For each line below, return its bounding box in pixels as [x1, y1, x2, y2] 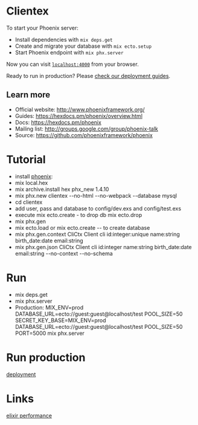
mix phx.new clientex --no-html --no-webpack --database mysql [14, 192, 177, 199]
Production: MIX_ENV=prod [14, 303, 84, 311]
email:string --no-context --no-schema [14, 250, 113, 257]
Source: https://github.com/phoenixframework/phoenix [14, 131, 153, 138]
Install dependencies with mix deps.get [14, 36, 113, 43]
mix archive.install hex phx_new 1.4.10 [14, 186, 109, 193]
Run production [6, 351, 86, 364]
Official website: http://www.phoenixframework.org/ [14, 106, 145, 113]
